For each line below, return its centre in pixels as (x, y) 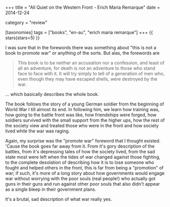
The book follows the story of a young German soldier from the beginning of (85, 104)
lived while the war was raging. (37, 131)
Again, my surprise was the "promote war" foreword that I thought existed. (83, 141)
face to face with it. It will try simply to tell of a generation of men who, (91, 74)
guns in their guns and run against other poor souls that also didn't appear (83, 184)
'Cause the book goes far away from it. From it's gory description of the (80, 146)
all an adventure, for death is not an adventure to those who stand (86, 68)
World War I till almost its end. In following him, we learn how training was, (82, 109)
